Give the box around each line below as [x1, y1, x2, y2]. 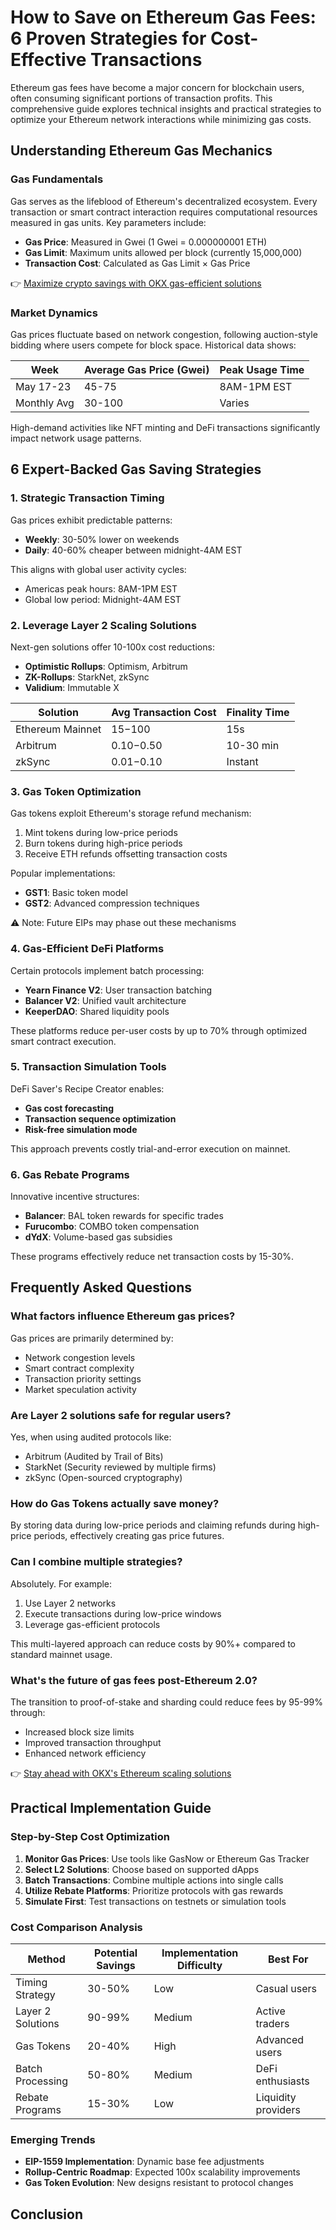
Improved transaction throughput [24, 1736, 162, 1748]
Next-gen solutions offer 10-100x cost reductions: [10, 641, 215, 653]
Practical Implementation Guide [10, 1800, 212, 1817]
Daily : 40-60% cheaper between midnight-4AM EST [24, 544, 243, 556]
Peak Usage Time [219, 362, 305, 376]
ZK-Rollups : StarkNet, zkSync [24, 671, 150, 683]
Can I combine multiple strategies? [10, 1555, 183, 1569]
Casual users [255, 1981, 318, 1995]
